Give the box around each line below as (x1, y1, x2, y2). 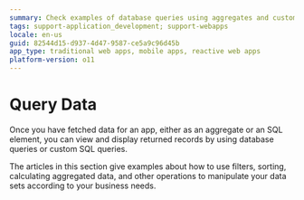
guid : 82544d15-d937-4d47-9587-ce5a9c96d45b (9, 38, 180, 48)
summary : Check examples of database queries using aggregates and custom (9, 13, 298, 23)
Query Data (9, 94, 98, 115)
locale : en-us (9, 30, 63, 39)
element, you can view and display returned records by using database (9, 133, 274, 145)
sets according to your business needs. (9, 180, 157, 191)
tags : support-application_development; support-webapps (9, 22, 229, 31)
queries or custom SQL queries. (9, 143, 128, 154)
